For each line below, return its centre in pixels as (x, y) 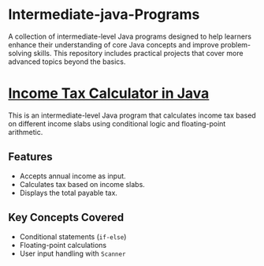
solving (20, 53)
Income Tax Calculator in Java (109, 94)
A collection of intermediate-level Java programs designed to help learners (130, 36)
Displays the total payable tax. (69, 193)
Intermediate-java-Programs (104, 15)
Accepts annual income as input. (73, 176)
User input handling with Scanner (73, 253)
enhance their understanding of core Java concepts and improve (113, 44)
